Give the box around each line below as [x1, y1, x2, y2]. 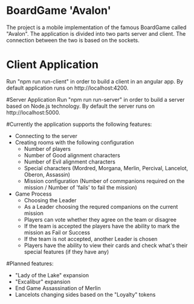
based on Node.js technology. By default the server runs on [6, 102, 155, 110]
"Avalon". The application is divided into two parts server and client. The [6, 30, 186, 37]
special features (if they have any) [24, 248, 109, 255]
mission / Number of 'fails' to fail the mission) [24, 183, 137, 191]
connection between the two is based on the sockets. [6, 36, 140, 44]
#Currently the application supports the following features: [6, 121, 152, 128]
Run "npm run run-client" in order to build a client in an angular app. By [6, 78, 183, 85]
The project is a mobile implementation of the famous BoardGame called [6, 24, 187, 31]
